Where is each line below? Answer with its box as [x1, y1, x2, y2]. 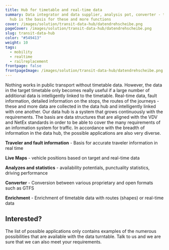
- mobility [10, 49, 33, 54]
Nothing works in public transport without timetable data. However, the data [5, 82, 162, 88]
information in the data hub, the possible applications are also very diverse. [5, 130, 161, 136]
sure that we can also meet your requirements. [5, 238, 102, 244]
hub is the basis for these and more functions [10, 17, 112, 22]
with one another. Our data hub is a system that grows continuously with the [5, 109, 163, 115]
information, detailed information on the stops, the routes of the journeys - [5, 98, 159, 104]
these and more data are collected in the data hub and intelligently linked [5, 104, 156, 109]
